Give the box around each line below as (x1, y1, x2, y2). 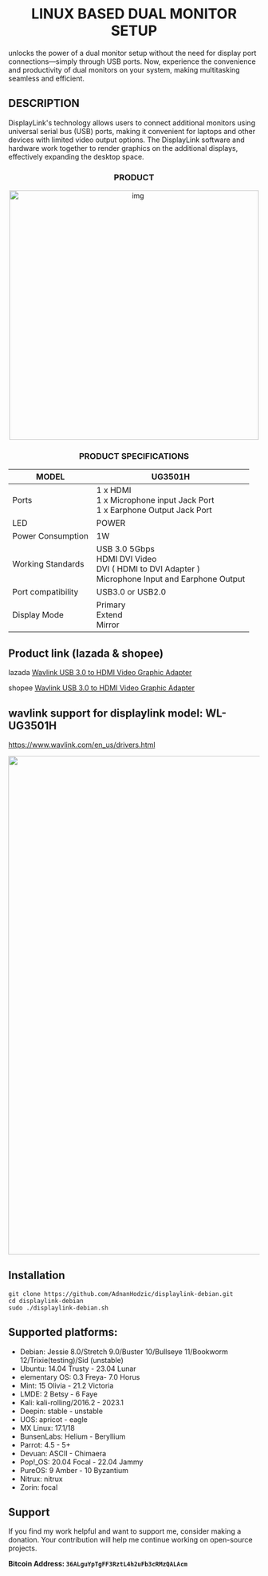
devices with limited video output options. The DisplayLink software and (8, 135, 245, 144)
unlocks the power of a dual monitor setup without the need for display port (8, 48, 257, 57)
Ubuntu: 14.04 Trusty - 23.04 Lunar (19, 1364, 137, 1373)
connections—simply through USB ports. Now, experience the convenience (8, 57, 257, 66)
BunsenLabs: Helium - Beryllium (19, 1432, 126, 1441)
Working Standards (12, 559, 85, 570)
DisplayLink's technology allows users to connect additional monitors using (8, 117, 256, 128)
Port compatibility (12, 587, 79, 598)
